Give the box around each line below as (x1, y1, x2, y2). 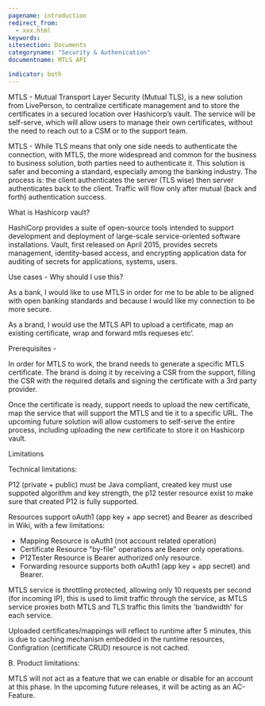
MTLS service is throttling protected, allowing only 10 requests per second (8, 585, 252, 595)
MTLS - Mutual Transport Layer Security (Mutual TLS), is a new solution (8, 92, 244, 102)
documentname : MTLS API (8, 56, 87, 64)
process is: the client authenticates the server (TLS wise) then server (8, 175, 234, 184)
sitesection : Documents (8, 41, 87, 49)
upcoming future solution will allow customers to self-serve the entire (8, 417, 236, 426)
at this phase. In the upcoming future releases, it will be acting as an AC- (8, 681, 246, 692)
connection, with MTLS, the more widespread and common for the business (8, 149, 257, 159)
